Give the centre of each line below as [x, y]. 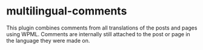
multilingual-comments [67, 11]
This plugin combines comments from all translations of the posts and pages [102, 28]
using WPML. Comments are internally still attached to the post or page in [98, 34]
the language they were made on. [48, 40]
